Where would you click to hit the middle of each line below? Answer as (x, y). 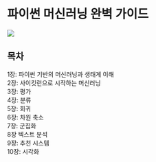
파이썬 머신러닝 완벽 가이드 (78, 14)
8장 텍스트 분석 (27, 134)
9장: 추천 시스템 (28, 143)
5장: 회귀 (19, 108)
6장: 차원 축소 (25, 117)
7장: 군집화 (22, 126)
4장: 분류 (19, 100)
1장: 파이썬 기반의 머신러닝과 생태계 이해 (61, 74)
